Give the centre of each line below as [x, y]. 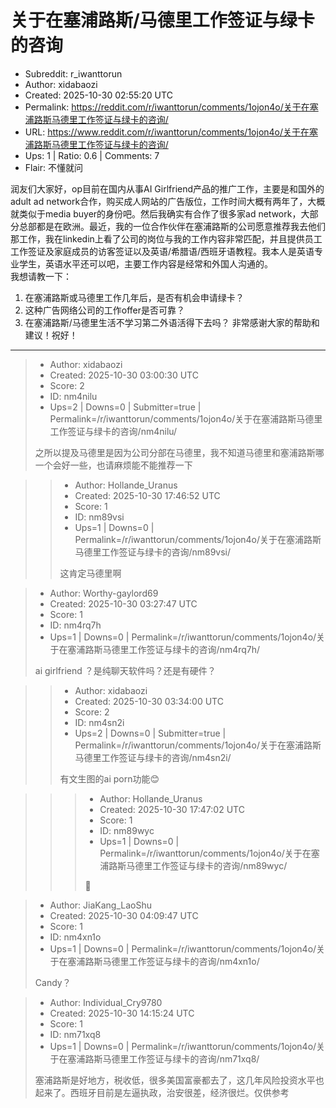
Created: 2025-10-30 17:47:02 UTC [172, 809]
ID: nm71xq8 [75, 1034]
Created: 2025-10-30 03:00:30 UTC [124, 375]
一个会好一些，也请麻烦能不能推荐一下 [113, 465]
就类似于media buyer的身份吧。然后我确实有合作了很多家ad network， [156, 213]
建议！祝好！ [51, 335]
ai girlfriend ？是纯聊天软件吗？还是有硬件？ [125, 670]
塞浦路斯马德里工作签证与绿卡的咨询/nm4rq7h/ [164, 649]
